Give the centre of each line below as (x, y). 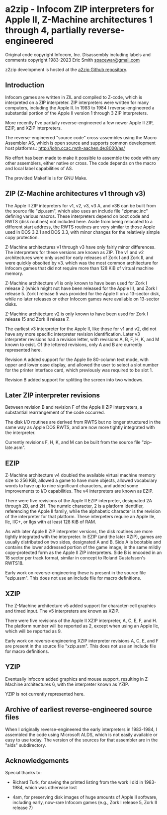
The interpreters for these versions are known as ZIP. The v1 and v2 (75, 252)
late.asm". (15, 448)
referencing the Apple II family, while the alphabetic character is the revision (83, 511)
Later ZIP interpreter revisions (53, 395)
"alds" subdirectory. (26, 745)
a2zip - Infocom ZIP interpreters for (80, 9)
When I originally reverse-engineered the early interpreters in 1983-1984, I (81, 729)
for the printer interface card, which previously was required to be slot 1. (79, 370)
